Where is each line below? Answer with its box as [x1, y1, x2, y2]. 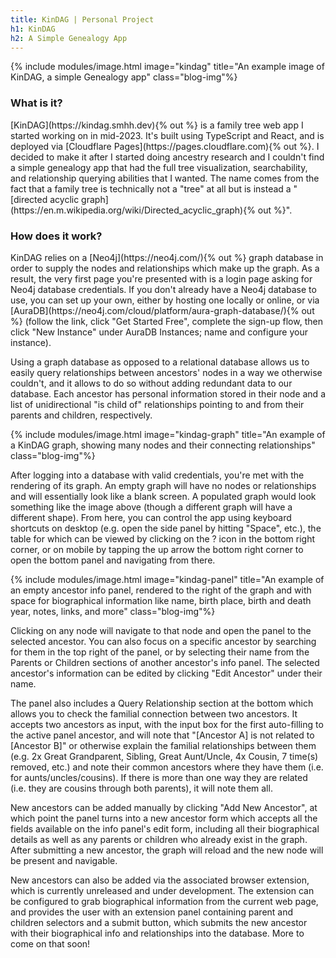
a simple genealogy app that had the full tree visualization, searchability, [10, 161, 308, 173]
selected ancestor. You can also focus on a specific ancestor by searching [10, 635, 317, 647]
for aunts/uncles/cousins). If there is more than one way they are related [10, 771, 308, 783]
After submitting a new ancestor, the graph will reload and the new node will [10, 844, 324, 856]
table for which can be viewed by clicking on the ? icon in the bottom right [10, 532, 315, 545]
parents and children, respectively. [10, 409, 153, 421]
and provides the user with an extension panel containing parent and [10, 906, 294, 918]
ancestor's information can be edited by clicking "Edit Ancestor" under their [10, 667, 323, 679]
